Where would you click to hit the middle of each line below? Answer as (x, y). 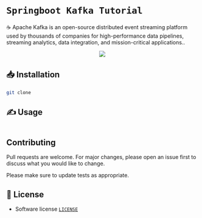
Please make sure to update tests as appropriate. (68, 175)
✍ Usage (25, 112)
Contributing (31, 142)
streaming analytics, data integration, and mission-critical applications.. (96, 42)
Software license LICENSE (46, 209)
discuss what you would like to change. (56, 163)
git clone (19, 92)
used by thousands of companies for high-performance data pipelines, (95, 36)
